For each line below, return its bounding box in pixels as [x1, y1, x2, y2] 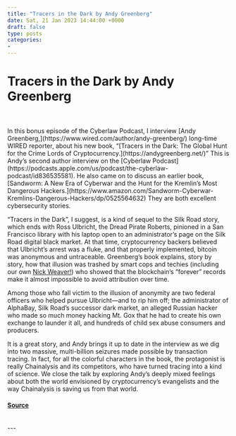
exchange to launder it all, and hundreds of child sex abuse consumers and [7, 318, 225, 327]
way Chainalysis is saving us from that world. [7, 385, 139, 393]
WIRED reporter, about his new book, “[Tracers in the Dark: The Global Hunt [7, 142, 228, 150]
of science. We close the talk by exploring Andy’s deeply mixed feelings [7, 369, 216, 378]
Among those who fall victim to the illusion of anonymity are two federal [7, 288, 216, 297]
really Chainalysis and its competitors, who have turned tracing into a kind [7, 362, 222, 370]
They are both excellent [147, 194, 216, 202]
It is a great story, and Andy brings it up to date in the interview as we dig [7, 340, 220, 348]
